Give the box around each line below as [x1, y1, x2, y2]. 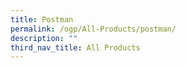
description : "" [10, 33, 78, 43]
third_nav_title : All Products [10, 42, 141, 53]
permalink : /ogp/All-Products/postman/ [10, 24, 177, 34]
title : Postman [10, 14, 74, 25]
